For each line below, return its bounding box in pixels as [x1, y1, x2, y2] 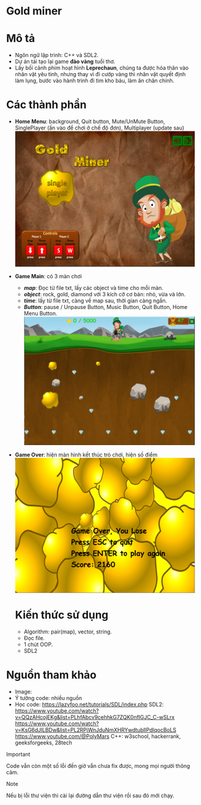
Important [6, 751, 31, 758]
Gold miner [6, 4, 62, 18]
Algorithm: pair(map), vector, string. [23, 628, 112, 635]
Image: [14, 688, 32, 695]
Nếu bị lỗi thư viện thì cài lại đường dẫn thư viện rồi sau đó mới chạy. [6, 792, 175, 799]
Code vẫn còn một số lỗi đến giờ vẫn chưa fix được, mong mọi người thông [6, 762, 190, 770]
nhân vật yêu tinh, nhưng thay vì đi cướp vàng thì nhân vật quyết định [14, 71, 186, 78]
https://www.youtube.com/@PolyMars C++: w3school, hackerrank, [14, 733, 181, 740]
